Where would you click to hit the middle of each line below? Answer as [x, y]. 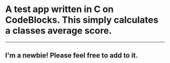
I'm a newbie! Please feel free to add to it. [72, 56]
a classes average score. [59, 31]
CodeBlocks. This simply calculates [82, 20]
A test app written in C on [59, 9]
